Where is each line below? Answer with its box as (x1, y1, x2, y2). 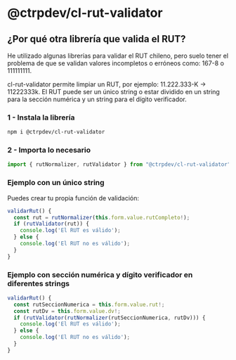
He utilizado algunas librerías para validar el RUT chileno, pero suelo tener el (7, 51, 229, 60)
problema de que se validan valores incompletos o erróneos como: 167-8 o (7, 59, 225, 67)
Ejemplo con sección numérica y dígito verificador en (7, 269, 193, 279)
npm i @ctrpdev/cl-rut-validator (7, 129, 105, 136)
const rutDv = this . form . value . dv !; (13, 307, 121, 314)
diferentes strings (7, 278, 70, 288)
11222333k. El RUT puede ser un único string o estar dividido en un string (7, 88, 220, 96)
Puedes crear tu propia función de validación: (7, 193, 139, 202)
